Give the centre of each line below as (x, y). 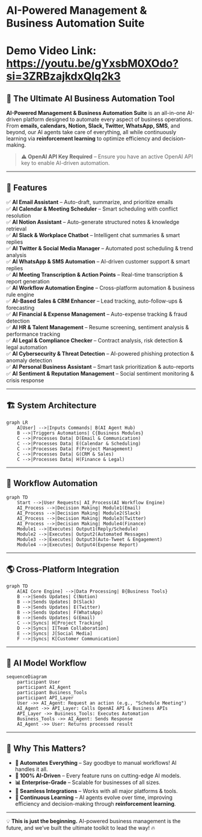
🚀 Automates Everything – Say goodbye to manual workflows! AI (96, 763)
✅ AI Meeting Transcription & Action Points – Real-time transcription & (95, 275)
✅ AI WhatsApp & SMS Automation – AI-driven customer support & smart (98, 261)
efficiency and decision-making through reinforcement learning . (95, 804)
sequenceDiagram (26, 677)
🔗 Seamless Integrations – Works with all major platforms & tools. (96, 791)
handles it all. (31, 769)
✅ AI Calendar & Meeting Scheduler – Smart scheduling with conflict (92, 209)
